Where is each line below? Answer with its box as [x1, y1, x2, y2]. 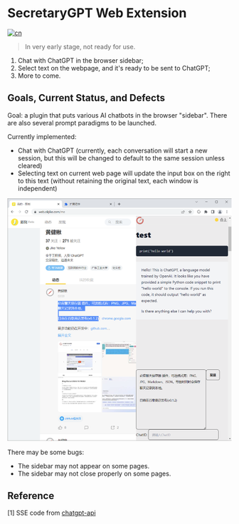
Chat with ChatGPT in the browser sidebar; [17, 56, 144, 65]
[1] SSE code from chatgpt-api [7, 508, 96, 518]
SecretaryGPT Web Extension [7, 5, 187, 21]
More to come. [17, 71, 61, 80]
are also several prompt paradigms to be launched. [7, 118, 156, 127]
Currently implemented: [7, 132, 77, 140]
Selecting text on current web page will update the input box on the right [17, 169, 230, 178]
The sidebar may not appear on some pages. [17, 461, 150, 470]
